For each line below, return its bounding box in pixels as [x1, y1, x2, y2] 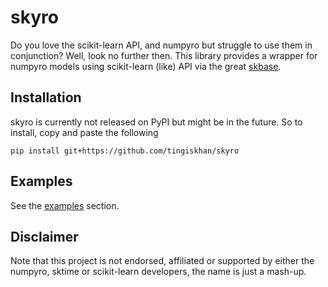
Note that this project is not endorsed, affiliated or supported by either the [10, 255, 315, 267]
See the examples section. [10, 199, 120, 211]
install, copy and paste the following [10, 126, 159, 138]
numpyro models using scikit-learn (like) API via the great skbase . [10, 60, 282, 72]
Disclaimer [10, 228, 79, 245]
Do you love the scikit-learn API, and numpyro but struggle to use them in [10, 39, 313, 51]
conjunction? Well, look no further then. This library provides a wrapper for [10, 49, 318, 61]
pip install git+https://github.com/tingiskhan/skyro [10, 146, 240, 156]
